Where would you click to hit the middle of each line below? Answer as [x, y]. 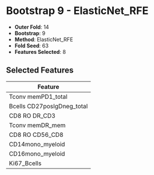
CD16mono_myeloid [37, 153]
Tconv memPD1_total [38, 97]
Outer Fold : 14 [32, 27]
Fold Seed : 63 [32, 46]
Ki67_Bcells [25, 163]
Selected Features [40, 71]
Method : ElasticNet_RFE [44, 39]
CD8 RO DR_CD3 [32, 115]
